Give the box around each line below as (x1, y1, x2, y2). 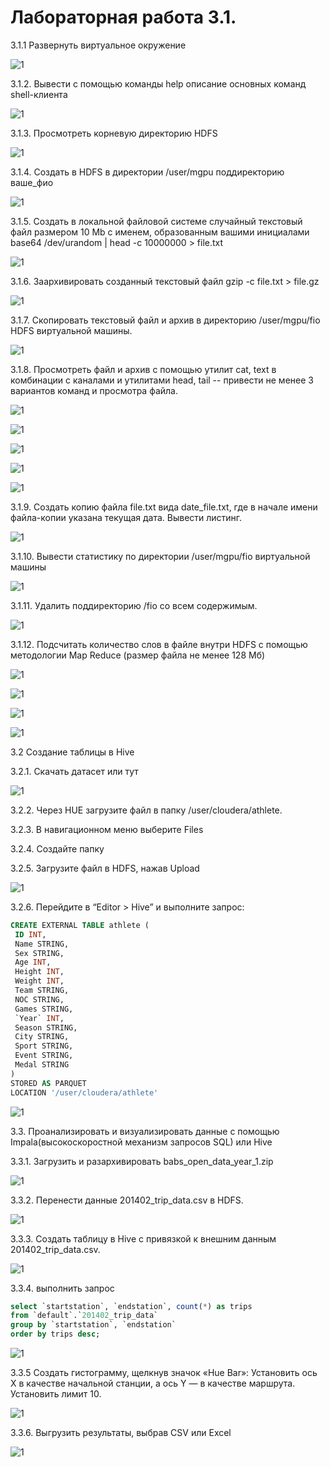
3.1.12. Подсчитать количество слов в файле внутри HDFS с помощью (10, 638, 308, 650)
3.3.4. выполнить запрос (10, 1282, 115, 1294)
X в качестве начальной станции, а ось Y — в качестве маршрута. (10, 1377, 296, 1390)
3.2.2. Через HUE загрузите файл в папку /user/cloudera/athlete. (10, 804, 283, 816)
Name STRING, (14, 939, 70, 949)
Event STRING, (14, 1051, 74, 1061)
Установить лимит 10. (10, 1388, 102, 1400)
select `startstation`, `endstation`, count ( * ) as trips (10, 1301, 253, 1311)
